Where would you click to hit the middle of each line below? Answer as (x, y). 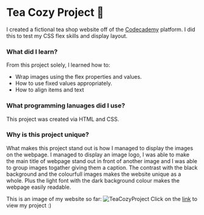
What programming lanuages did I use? (66, 106)
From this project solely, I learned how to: (58, 65)
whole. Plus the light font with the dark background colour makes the (93, 180)
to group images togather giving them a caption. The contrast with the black (102, 167)
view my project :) (29, 205)
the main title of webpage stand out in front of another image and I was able (102, 161)
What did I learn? (32, 51)
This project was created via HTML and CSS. (63, 119)
